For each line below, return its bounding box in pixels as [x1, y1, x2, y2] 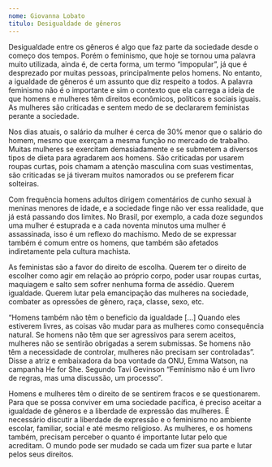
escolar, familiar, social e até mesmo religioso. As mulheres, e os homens [8, 423, 253, 433]
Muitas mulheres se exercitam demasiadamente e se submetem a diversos [8, 144, 258, 154]
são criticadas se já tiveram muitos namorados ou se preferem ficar [8, 170, 235, 180]
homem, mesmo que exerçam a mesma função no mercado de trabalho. [8, 135, 250, 145]
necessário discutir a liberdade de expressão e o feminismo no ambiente [8, 414, 252, 424]
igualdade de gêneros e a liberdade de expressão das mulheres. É [8, 406, 230, 416]
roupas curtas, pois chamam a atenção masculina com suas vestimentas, [8, 161, 254, 171]
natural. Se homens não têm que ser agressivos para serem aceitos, [8, 330, 236, 339]
